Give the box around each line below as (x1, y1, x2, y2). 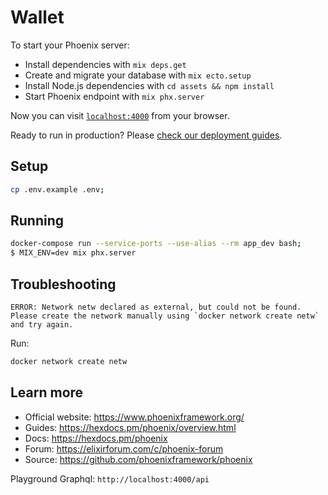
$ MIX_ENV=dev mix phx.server (10, 248, 137, 258)
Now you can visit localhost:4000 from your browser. (10, 109, 230, 121)
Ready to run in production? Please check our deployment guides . (10, 129, 283, 141)
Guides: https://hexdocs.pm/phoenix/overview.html (24, 421, 237, 433)
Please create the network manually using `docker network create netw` (10, 311, 320, 321)
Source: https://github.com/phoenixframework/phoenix (24, 453, 253, 465)
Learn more (10, 384, 84, 401)
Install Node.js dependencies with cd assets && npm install (24, 79, 275, 91)
